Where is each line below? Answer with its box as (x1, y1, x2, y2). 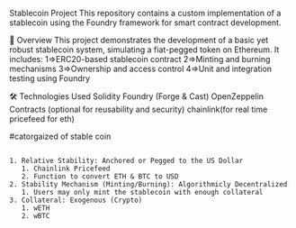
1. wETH (21, 204, 50, 213)
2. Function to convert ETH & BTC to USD (21, 172, 179, 181)
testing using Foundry (9, 73, 91, 84)
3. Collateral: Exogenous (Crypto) (9, 196, 143, 205)
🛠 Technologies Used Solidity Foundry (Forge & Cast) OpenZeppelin (9, 91, 264, 102)
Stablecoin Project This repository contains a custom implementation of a (9, 8, 282, 18)
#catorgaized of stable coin (9, 131, 112, 141)
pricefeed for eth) (9, 114, 75, 124)
